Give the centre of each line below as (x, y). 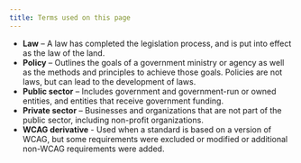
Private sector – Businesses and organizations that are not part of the (152, 110)
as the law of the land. (64, 53)
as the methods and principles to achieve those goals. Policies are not (152, 72)
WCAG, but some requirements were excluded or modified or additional (155, 139)
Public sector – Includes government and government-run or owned (149, 91)
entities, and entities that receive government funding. (123, 101)
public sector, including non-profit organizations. (113, 120)
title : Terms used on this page (70, 18)
